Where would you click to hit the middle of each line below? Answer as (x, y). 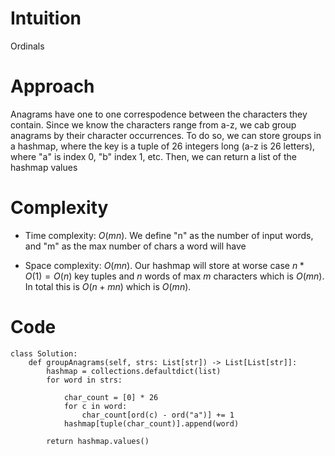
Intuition (46, 18)
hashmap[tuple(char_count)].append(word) (151, 423)
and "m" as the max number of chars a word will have (135, 246)
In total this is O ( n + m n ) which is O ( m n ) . (108, 286)
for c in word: (95, 406)
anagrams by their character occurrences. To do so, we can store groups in (166, 135)
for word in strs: (84, 380)
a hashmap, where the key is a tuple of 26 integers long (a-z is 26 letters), (163, 146)
